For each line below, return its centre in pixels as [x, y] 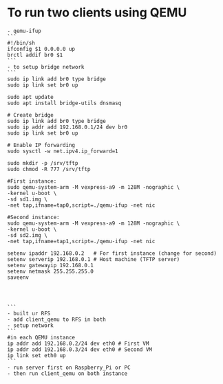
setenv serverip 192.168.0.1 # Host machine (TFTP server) [94, 259]
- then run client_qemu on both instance [67, 373]
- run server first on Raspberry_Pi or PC [69, 368]
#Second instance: [33, 217]
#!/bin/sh [21, 43]
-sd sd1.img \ [28, 199]
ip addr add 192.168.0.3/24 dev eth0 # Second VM [80, 349]
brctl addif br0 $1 [35, 55]
